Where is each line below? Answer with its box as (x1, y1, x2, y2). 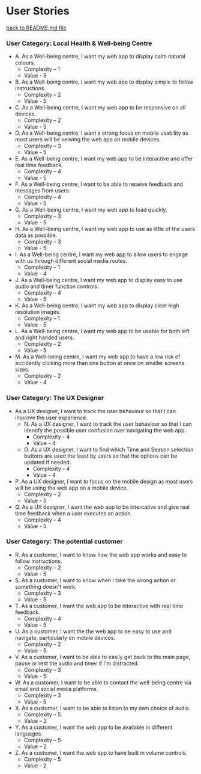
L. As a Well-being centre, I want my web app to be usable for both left (14, 328, 190, 335)
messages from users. (14, 187, 71, 194)
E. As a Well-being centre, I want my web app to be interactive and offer (14, 155, 193, 162)
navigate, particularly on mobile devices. (14, 634, 116, 641)
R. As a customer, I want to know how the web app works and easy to (14, 551, 187, 558)
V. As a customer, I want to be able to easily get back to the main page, (14, 653, 191, 660)
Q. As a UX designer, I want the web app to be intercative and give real (14, 503, 190, 511)
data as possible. (14, 232, 58, 239)
